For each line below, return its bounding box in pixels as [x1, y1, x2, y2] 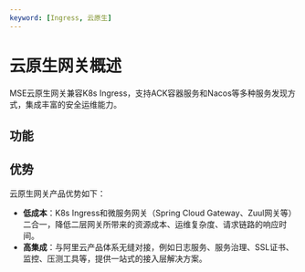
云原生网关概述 [9, 56, 122, 76]
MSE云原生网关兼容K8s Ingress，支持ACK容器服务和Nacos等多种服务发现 [9, 88, 289, 99]
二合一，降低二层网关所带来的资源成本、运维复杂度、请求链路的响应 [22, 218, 279, 229]
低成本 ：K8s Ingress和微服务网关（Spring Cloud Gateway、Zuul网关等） [22, 207, 297, 218]
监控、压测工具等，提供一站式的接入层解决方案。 [22, 253, 207, 264]
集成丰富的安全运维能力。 [25, 99, 121, 110]
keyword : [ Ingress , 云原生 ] [9, 13, 112, 23]
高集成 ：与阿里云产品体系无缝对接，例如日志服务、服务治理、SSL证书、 [22, 241, 294, 252]
